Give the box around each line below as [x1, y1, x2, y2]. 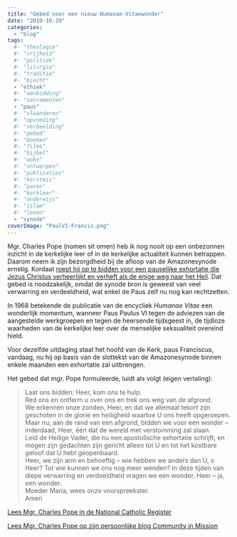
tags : [7, 37, 23, 44]
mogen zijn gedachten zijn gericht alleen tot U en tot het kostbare [24, 441, 217, 449]
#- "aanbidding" [14, 90, 62, 97]
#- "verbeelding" [14, 122, 65, 130]
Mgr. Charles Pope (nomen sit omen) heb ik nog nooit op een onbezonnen [7, 241, 225, 250]
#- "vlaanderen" [14, 110, 62, 117]
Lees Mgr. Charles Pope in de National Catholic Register [7, 507, 172, 516]
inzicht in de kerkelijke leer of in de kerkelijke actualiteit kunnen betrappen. [7, 249, 226, 258]
